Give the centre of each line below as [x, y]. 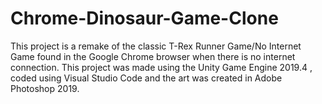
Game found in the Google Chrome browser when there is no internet [153, 56]
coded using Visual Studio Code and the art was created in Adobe [146, 78]
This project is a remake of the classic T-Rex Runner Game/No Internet [156, 46]
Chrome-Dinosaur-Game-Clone [144, 18]
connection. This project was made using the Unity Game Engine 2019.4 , [161, 67]
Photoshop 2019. [45, 88]
